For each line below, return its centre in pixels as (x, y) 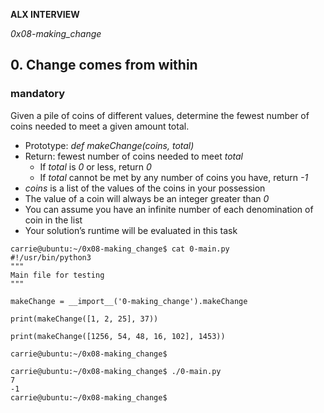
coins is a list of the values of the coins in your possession (145, 188)
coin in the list (53, 220)
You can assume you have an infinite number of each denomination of (169, 209)
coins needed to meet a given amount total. (100, 126)
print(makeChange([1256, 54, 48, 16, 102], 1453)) (118, 336)
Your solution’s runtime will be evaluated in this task (131, 230)
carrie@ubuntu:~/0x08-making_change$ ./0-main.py (116, 371)
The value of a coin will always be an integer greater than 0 (147, 198)
